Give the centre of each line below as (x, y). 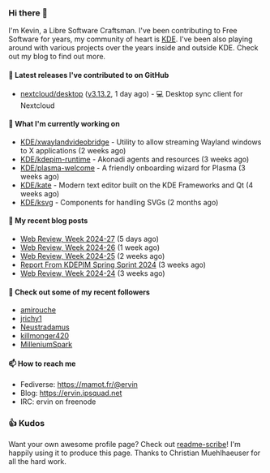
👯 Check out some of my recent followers (79, 292)
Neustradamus (45, 327)
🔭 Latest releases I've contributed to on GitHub (89, 75)
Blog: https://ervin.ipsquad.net (71, 393)
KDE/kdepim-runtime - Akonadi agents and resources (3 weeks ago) (135, 159)
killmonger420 (45, 336)
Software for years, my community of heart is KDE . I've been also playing (131, 39)
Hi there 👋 (28, 13)
